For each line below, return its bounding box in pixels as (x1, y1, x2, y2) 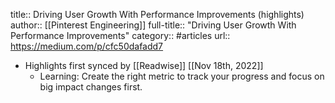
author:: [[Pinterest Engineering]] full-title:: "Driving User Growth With (10, 19, 297, 31)
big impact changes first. (39, 81, 143, 93)
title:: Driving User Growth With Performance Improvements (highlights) (10, 9, 305, 20)
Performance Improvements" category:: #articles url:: (10, 30, 231, 41)
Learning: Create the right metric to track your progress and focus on (39, 70, 325, 82)
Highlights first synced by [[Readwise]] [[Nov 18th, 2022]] (24, 60, 264, 71)
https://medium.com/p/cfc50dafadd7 (10, 40, 164, 52)
